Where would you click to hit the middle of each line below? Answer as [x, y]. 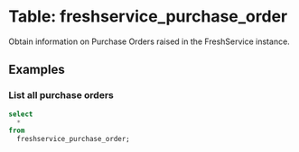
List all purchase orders [61, 95]
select [21, 114]
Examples [37, 70]
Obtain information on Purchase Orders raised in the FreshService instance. [149, 41]
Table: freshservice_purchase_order [148, 17]
